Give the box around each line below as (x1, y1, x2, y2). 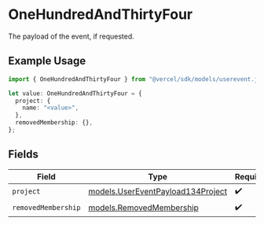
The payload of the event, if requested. (8, 31, 135, 41)
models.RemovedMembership (88, 202, 199, 213)
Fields (8, 148, 39, 161)
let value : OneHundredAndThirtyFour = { (8, 89, 143, 98)
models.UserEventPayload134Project (88, 186, 228, 197)
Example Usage (8, 54, 86, 68)
